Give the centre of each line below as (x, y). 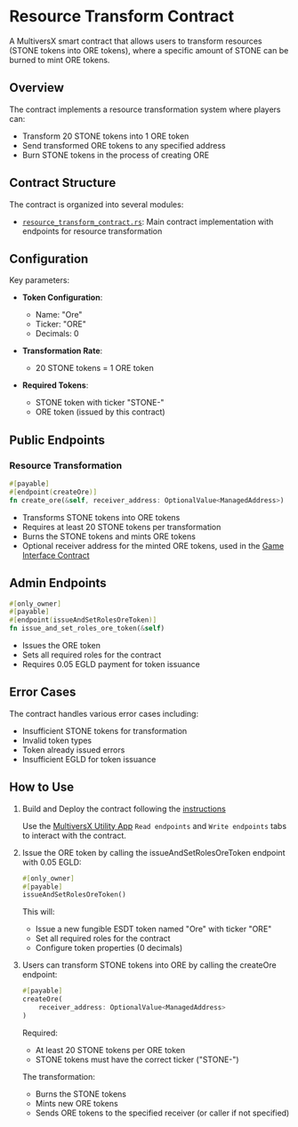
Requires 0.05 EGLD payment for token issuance (111, 664)
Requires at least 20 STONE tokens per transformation (121, 527)
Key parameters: (39, 280)
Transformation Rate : (62, 351)
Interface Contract (56, 555)
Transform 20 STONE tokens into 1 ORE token (105, 136)
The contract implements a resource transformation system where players (145, 109)
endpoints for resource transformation (92, 231)
